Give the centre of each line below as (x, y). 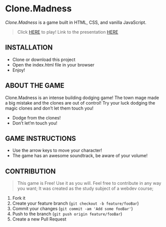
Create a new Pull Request (39, 219)
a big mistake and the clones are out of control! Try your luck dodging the (80, 103)
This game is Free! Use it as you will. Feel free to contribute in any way (89, 183)
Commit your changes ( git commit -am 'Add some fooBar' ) (73, 209)
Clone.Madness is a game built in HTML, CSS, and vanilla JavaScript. (76, 22)
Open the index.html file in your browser (53, 64)
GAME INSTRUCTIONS (41, 139)
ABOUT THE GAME (35, 85)
